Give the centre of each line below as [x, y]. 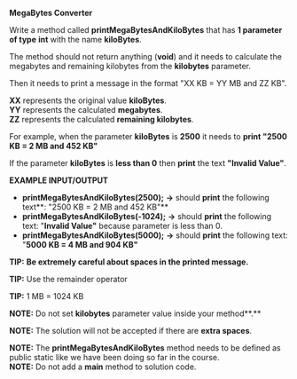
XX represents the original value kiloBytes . [88, 100]
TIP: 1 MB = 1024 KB [47, 296]
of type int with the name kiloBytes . [75, 39]
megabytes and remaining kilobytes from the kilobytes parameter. [130, 66]
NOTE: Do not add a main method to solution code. [103, 367]
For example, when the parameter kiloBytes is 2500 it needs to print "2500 [148, 136]
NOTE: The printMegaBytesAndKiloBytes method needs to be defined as [145, 348]
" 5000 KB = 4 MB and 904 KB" [80, 245]
